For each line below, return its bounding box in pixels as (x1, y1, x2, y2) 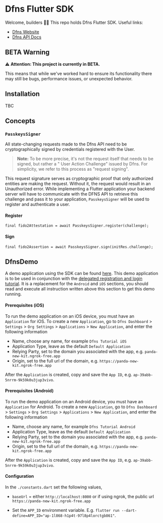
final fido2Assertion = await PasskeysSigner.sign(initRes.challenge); (5, 244, 153, 249)
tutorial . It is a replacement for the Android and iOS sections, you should (5, 281, 148, 287)
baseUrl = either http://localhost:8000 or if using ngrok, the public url (12, 494, 154, 500)
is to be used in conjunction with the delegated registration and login (5, 276, 143, 282)
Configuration (5, 473, 34, 479)
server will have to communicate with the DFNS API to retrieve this (5, 191, 138, 197)
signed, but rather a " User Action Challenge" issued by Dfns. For (17, 161, 148, 167)
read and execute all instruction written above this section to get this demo (5, 286, 155, 292)
